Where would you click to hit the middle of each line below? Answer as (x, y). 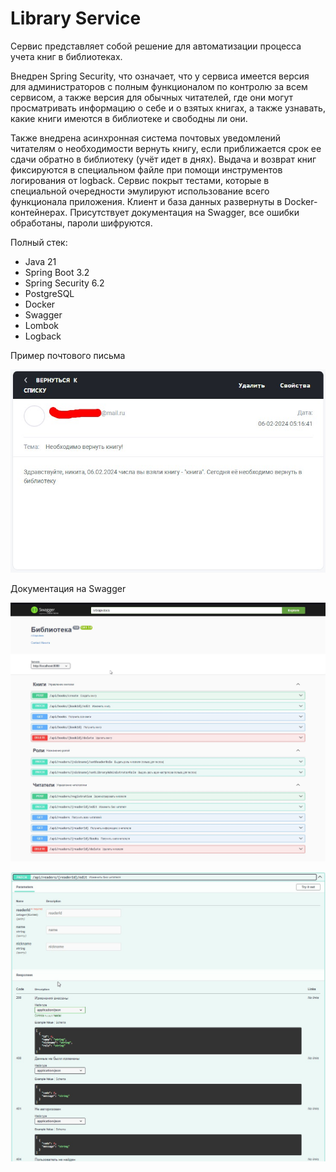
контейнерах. (39, 212)
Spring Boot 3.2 (57, 272)
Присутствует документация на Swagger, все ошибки (184, 212)
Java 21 (40, 261)
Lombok (42, 325)
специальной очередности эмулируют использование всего (140, 191)
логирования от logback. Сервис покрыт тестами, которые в (140, 180)
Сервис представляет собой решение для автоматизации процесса (156, 46)
